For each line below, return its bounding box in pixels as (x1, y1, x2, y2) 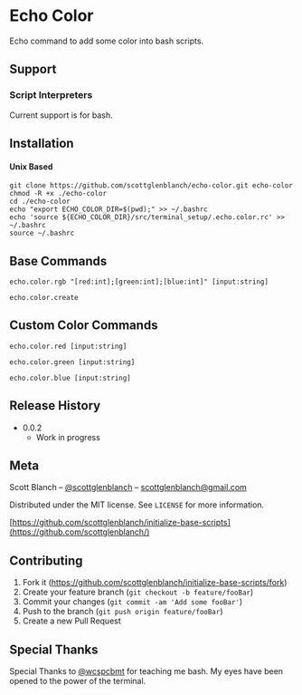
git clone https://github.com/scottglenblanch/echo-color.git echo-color (9, 181, 294, 190)
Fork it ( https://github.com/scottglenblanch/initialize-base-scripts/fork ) (22, 577, 288, 588)
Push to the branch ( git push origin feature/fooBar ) (22, 606, 223, 617)
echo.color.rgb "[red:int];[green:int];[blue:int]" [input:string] (9, 277, 269, 286)
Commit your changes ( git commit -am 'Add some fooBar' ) (22, 596, 243, 607)
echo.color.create (9, 294, 79, 303)
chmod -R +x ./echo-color (9, 189, 107, 198)
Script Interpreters (9, 89, 93, 101)
